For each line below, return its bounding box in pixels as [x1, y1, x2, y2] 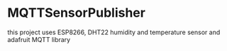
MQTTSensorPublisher [7, 5, 145, 21]
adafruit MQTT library [7, 35, 71, 43]
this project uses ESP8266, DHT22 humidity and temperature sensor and [7, 28, 221, 36]
